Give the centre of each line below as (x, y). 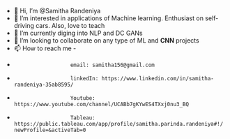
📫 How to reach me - (45, 48)
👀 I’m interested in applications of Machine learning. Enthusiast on (109, 18)
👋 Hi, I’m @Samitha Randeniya (57, 11)
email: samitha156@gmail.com (112, 65)
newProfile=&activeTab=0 (50, 130)
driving (24, 25)
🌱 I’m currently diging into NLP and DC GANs (78, 33)
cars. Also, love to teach (70, 25)
